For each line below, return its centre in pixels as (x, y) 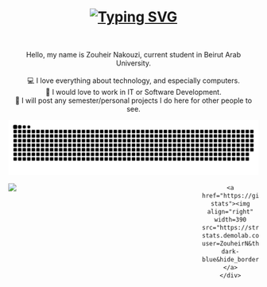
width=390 (230, 219)
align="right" (230, 211)
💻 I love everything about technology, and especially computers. (133, 81)
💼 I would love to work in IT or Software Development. (133, 92)
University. (133, 63)
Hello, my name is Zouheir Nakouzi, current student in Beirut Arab (133, 54)
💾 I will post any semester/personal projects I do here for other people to (133, 100)
